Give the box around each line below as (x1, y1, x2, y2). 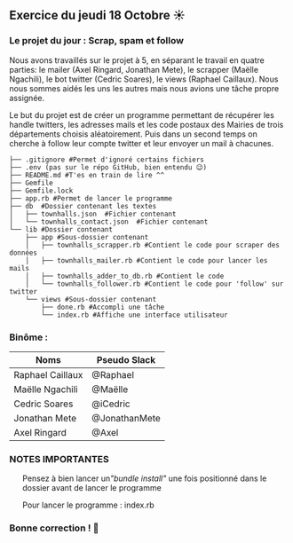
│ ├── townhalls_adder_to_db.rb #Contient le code (25, 271, 225, 280)
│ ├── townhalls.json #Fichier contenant (9, 209, 177, 218)
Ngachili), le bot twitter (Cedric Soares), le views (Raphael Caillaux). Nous (9, 74, 279, 84)
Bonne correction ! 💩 (9, 522, 99, 534)
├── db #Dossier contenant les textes (9, 201, 157, 210)
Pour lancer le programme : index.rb (21, 500, 155, 510)
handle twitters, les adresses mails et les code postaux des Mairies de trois (9, 119, 284, 130)
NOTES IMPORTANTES (9, 452, 109, 465)
